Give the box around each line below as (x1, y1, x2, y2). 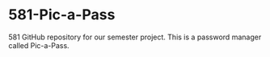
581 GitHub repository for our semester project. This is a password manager (8, 32, 262, 42)
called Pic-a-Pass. (8, 40, 70, 50)
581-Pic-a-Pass (8, 6, 116, 24)
